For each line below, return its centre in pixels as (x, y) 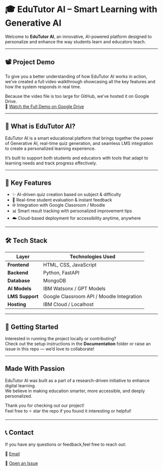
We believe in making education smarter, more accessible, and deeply (75, 391)
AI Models (19, 289)
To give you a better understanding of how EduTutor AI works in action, (76, 76)
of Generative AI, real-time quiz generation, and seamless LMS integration (79, 143)
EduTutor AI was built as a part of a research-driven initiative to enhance (77, 380)
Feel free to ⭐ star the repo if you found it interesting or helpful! (68, 411)
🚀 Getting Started (32, 327)
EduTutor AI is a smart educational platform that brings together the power (79, 138)
